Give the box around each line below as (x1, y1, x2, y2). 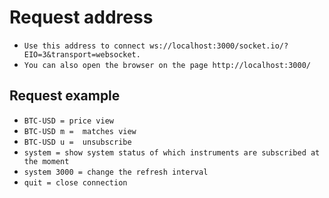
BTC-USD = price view (23, 116, 114, 126)
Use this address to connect (23, 41, 146, 51)
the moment (23, 156, 70, 166)
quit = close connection (23, 177, 128, 188)
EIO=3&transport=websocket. (23, 49, 141, 60)
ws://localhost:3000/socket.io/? (149, 41, 289, 51)
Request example (9, 87, 121, 105)
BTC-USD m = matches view (23, 126, 137, 136)
